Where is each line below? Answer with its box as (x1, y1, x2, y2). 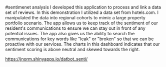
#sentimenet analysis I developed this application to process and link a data (5, 4, 161, 10)
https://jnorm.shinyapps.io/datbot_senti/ (5, 56, 88, 62)
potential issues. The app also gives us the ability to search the (5, 31, 135, 36)
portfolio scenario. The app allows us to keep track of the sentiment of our (5, 20, 158, 26)
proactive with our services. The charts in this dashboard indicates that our (5, 41, 160, 47)
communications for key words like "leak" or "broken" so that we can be (5, 36, 154, 42)
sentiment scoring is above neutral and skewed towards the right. (5, 47, 140, 52)
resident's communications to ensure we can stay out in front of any (5, 25, 146, 31)
